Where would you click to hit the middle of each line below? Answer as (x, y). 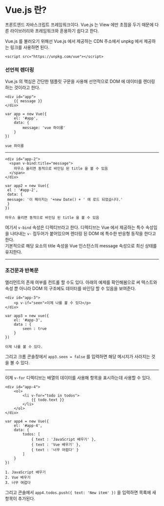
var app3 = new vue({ (27, 316)
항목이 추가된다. (20, 498)
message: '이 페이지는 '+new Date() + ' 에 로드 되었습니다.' (65, 200)
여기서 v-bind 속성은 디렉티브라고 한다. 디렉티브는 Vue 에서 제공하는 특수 (75, 227)
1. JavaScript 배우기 (26, 472)
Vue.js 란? (26, 10)
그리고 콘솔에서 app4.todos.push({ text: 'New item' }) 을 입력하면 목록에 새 (81, 492)
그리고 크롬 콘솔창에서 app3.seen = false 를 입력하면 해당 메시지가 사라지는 (78, 356)
